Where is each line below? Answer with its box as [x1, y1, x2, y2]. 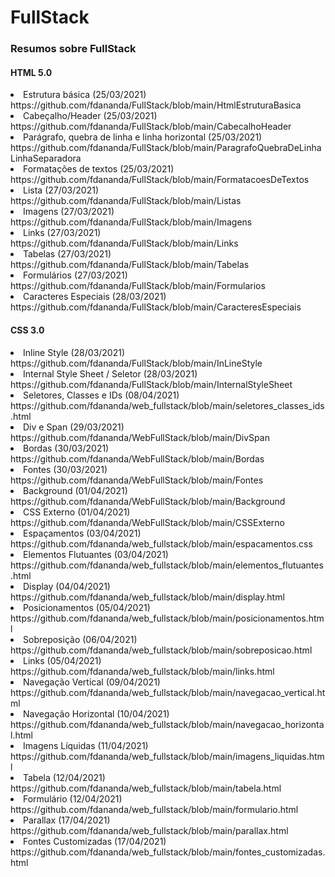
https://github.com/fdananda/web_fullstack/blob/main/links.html [10, 665, 275, 677]
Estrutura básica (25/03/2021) [23, 89, 147, 101]
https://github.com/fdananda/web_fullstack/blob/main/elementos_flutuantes [10, 559, 324, 571]
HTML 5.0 [10, 66, 53, 78]
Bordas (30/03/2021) [23, 442, 110, 454]
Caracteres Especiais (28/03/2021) [23, 291, 167, 303]
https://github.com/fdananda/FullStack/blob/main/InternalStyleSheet [10, 378, 293, 390]
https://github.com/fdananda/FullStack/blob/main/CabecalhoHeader [10, 121, 292, 133]
